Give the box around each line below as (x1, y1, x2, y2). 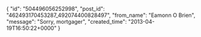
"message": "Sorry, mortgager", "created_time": (6, 18, 127, 25)
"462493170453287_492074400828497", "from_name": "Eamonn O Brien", (6, 12, 196, 19)
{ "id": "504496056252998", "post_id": (6, 5, 105, 12)
